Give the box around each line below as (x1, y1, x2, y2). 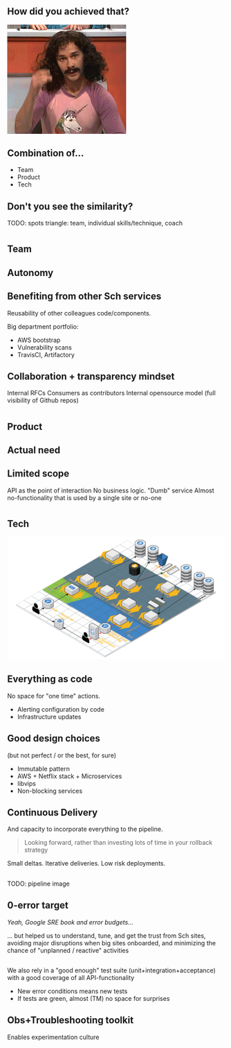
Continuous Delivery (7, 807, 98, 818)
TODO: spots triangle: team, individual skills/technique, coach (7, 219, 183, 227)
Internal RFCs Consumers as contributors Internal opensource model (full (7, 389, 216, 397)
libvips (17, 779, 37, 787)
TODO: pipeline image (7, 879, 71, 888)
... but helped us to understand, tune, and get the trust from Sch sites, (7, 931, 206, 940)
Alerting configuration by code (17, 705, 105, 713)
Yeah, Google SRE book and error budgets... (7, 918, 133, 926)
